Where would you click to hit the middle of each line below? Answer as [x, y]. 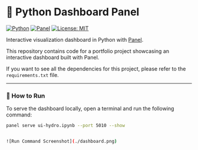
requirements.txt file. [32, 75]
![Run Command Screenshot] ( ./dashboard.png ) [62, 141]
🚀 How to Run [26, 95]
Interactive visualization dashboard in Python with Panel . [75, 39]
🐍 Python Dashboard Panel [73, 12]
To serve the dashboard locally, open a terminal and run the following [90, 109]
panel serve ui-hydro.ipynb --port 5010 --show [66, 126]
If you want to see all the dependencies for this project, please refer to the [96, 69]
